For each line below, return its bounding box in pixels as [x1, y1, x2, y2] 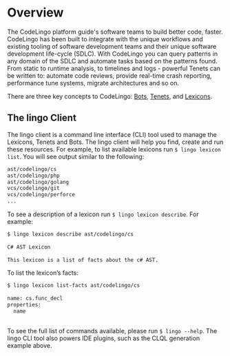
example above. [7, 341, 53, 349]
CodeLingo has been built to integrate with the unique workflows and [7, 34, 203, 43]
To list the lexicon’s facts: [7, 269, 79, 277]
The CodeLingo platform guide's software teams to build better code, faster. [7, 28, 223, 36]
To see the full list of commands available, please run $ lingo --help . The [7, 326, 218, 335]
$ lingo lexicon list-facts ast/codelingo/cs [7, 282, 140, 289]
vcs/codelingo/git [7, 185, 60, 192]
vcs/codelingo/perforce [7, 191, 76, 198]
